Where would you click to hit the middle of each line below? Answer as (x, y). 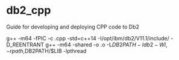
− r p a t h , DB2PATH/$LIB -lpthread (46, 50)
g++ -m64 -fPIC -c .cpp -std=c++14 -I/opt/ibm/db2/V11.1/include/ (88, 38)
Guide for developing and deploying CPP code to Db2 (73, 27)
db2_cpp (29, 10)
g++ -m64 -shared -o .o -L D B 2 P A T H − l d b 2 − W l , (106, 45)
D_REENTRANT (25, 45)
